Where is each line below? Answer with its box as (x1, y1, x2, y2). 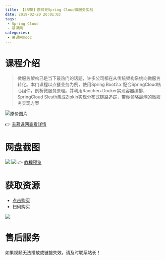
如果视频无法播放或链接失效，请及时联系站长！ (5, 249, 101, 256)
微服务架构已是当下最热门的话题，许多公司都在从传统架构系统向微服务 (17, 75, 161, 81)
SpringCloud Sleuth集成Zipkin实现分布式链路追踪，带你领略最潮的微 (17, 94, 157, 100)
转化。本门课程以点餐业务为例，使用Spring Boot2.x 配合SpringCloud (17, 81, 157, 87)
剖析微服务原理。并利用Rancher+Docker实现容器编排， (34, 87, 148, 93)
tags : (5, 16, 16, 21)
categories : (5, 30, 30, 35)
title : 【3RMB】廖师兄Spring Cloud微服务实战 (5, 7, 93, 12)
